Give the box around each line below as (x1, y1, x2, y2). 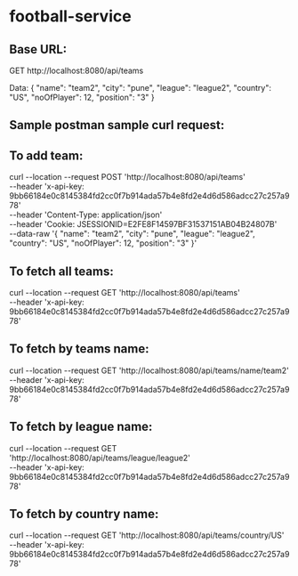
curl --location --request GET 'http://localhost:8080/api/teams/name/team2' (9, 365, 289, 376)
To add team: (9, 148, 84, 163)
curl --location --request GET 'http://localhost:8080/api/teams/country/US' (9, 530, 285, 540)
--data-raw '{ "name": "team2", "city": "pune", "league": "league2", (9, 229, 255, 239)
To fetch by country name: (9, 507, 159, 522)
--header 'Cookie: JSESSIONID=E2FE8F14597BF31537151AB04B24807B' (9, 219, 278, 230)
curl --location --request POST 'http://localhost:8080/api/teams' (9, 172, 246, 183)
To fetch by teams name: (9, 341, 149, 357)
